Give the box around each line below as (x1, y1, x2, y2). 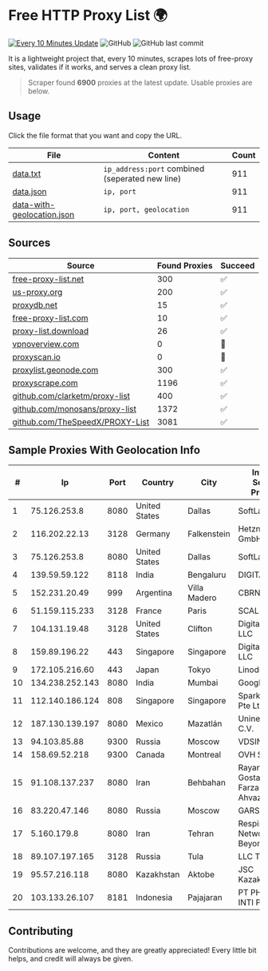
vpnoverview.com (12, 338, 80, 349)
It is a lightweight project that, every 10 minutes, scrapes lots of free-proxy (8, 54, 254, 63)
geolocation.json (12, 209, 75, 220)
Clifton (187, 623, 213, 635)
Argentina (135, 587, 173, 599)
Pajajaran (187, 892, 223, 903)
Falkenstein (187, 528, 231, 539)
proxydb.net (12, 299, 58, 310)
